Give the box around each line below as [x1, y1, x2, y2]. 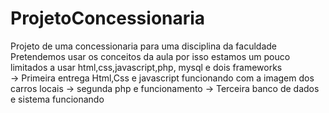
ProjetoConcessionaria [10, 7, 206, 30]
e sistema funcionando [10, 93, 105, 105]
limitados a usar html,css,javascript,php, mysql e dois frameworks [10, 61, 283, 73]
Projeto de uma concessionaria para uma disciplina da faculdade [10, 40, 278, 52]
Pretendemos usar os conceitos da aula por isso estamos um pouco [10, 50, 291, 62]
